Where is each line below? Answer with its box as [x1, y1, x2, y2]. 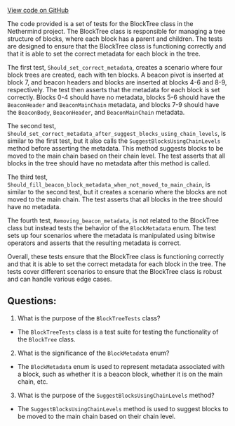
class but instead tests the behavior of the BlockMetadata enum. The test [7, 224, 217, 232]
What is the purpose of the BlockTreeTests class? [17, 313, 161, 322]
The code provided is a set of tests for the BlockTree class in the [7, 20, 194, 27]
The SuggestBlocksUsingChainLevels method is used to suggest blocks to [17, 404, 229, 413]
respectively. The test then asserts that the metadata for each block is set [7, 86, 220, 94]
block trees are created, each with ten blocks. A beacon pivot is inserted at [7, 70, 224, 79]
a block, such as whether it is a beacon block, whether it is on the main [17, 370, 223, 378]
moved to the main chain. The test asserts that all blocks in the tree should [7, 195, 222, 203]
